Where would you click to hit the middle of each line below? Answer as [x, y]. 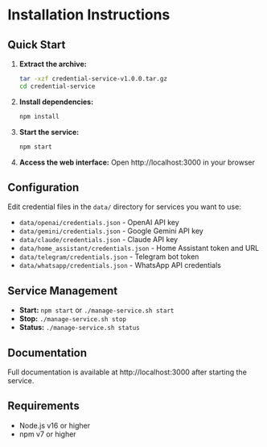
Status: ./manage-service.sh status [79, 328]
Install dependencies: [56, 102]
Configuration [43, 187]
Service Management [63, 291]
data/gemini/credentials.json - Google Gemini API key [111, 231]
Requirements [43, 406]
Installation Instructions [89, 15]
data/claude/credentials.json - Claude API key [99, 240]
